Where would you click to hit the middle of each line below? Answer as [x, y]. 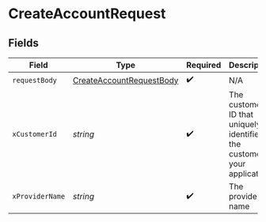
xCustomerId [35, 134]
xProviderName [39, 196]
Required [203, 65]
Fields [24, 43]
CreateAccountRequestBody [125, 80]
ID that [241, 114]
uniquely [245, 124]
